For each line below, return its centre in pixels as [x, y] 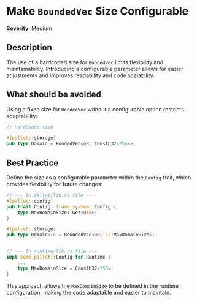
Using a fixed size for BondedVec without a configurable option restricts [95, 109]
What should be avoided [54, 95]
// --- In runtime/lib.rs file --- [52, 251]
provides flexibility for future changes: [55, 184]
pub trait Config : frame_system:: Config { [61, 206]
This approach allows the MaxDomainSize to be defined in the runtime [93, 285]
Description [29, 47]
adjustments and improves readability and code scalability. [80, 75]
